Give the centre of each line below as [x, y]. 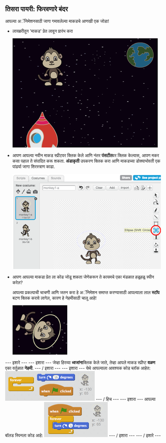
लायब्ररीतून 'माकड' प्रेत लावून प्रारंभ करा [42, 31]
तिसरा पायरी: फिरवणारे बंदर [37, 9]
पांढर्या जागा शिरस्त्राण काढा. [34, 166]
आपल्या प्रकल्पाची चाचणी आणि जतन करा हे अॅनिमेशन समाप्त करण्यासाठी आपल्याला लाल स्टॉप [86, 292]
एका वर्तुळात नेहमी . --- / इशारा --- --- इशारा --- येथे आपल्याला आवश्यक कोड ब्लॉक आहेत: [78, 368]
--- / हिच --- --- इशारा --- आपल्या [125, 399]
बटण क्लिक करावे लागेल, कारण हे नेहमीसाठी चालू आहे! [54, 298]
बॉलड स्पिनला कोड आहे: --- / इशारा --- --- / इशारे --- [83, 435]
